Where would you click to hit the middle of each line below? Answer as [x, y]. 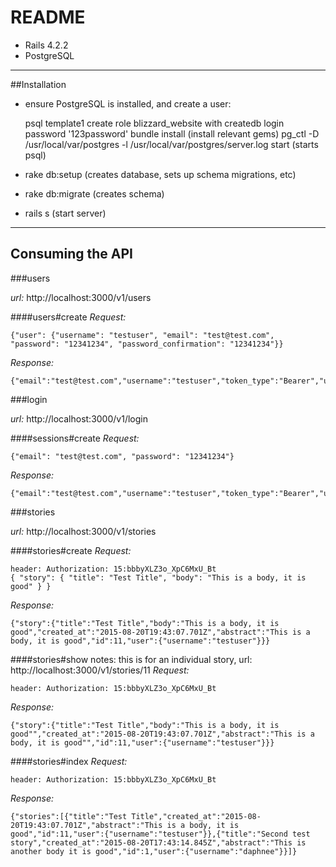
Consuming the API [71, 254]
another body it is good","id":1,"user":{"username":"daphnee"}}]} [154, 851]
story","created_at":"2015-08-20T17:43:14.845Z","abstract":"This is [158, 842]
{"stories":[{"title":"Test [69, 816]
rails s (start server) [65, 213]
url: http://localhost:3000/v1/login [79, 418]
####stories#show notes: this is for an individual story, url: [131, 659]
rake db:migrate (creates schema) [94, 193]
